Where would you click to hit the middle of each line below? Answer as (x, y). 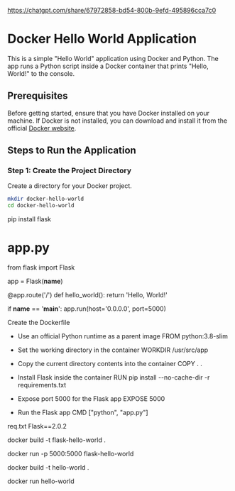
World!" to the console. (41, 73)
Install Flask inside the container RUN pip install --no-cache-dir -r (114, 377)
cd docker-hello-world (41, 206)
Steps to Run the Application (72, 151)
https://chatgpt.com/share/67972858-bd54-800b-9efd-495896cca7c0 (112, 10)
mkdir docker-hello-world (45, 199)
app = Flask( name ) (35, 281)
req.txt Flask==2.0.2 (37, 426)
